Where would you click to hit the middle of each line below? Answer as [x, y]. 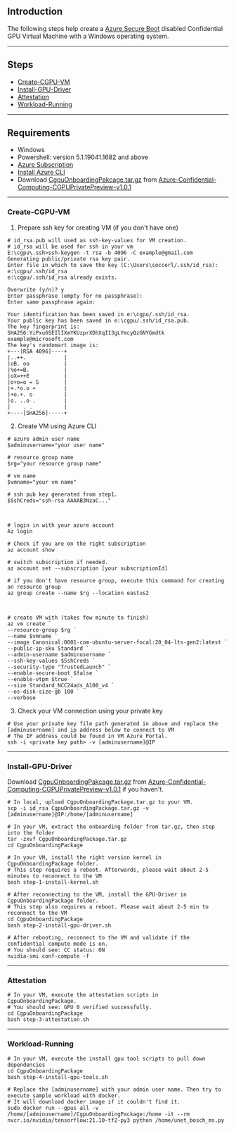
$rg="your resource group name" [54, 463]
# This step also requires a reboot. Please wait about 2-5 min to [108, 907]
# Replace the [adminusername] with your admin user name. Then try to [114, 1089]
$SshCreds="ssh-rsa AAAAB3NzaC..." [59, 500]
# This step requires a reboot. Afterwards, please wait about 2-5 [108, 870]
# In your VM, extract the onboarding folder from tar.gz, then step [111, 827]
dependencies [26, 1065]
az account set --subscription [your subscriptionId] [88, 568]
